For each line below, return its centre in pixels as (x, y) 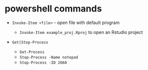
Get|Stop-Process (30, 42)
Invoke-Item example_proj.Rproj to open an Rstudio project (81, 32)
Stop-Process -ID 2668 (43, 62)
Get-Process (32, 52)
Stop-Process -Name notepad (49, 57)
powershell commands (53, 9)
